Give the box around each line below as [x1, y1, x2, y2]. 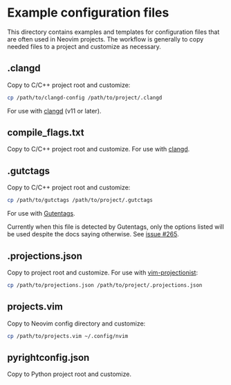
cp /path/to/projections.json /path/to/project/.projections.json [7, 281, 203, 288]
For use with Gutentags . [7, 209, 75, 218]
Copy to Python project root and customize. [7, 370, 131, 378]
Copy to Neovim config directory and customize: [7, 319, 146, 328]
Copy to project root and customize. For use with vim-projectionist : [7, 268, 198, 276]
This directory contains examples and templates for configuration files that [7, 28, 220, 36]
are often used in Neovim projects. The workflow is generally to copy [7, 35, 204, 43]
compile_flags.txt [7, 126, 84, 139]
